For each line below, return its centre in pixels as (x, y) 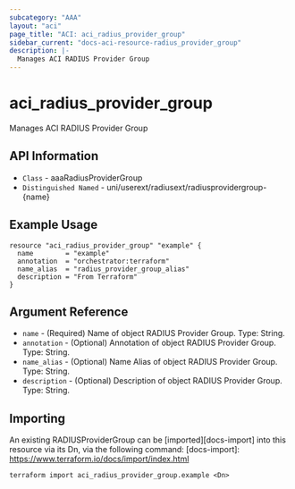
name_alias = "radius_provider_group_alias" (104, 269)
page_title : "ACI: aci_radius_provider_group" (97, 34)
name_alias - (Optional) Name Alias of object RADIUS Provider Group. (150, 362)
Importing (37, 418)
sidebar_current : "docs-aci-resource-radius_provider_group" (126, 42)
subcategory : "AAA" (46, 17)
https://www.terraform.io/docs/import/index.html (99, 459)
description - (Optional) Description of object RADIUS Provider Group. (152, 381)
